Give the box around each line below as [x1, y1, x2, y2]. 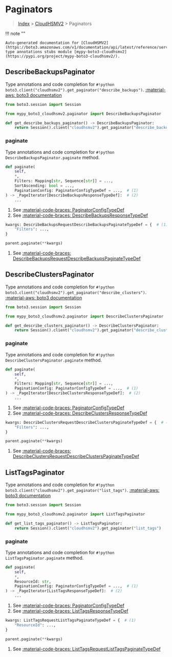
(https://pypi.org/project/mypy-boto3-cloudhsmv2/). [5, 54, 120, 59]
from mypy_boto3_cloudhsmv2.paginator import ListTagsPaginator [5, 511, 145, 517]
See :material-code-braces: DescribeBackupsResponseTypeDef [12, 212, 148, 218]
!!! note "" [5, 30, 26, 36]
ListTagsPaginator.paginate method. [5, 555, 84, 561]
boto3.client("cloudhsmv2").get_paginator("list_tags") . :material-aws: [5, 487, 160, 493]
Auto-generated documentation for [5, 40, 79, 46]
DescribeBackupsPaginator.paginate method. [5, 154, 100, 161]
